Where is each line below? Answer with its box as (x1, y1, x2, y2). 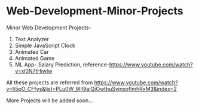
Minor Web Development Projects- (6, 24, 91, 31)
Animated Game (14, 54, 55, 62)
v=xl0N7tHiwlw (14, 67, 53, 74)
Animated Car (14, 48, 49, 55)
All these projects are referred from (6, 79, 93, 86)
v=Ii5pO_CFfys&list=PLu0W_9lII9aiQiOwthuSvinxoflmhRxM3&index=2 (6, 85, 177, 92)
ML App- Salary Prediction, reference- (14, 61, 109, 68)
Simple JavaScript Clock (14, 42, 76, 49)
